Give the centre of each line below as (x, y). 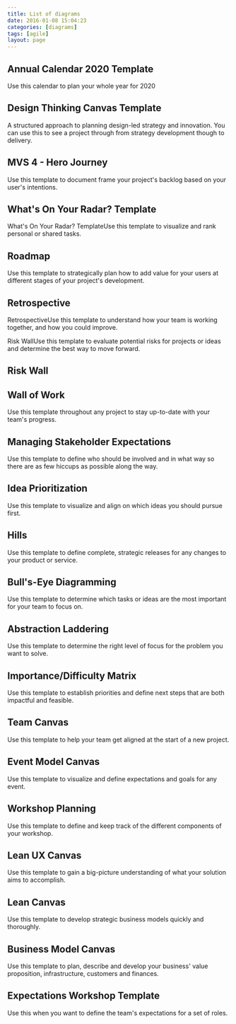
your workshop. (30, 833)
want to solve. (28, 654)
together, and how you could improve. (63, 327)
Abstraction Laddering (58, 629)
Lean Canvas (36, 902)
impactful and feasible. (41, 701)
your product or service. (42, 560)
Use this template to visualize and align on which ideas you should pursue (115, 505)
